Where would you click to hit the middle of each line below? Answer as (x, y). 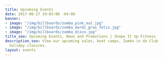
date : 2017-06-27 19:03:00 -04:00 (40, 14)
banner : (13, 18)
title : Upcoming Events (29, 9)
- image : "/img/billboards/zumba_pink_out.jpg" (54, 23)
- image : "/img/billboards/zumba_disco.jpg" (51, 32)
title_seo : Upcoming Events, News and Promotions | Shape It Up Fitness (81, 37)
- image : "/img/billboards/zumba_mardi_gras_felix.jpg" (63, 28)
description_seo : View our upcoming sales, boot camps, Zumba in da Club (82, 41)
